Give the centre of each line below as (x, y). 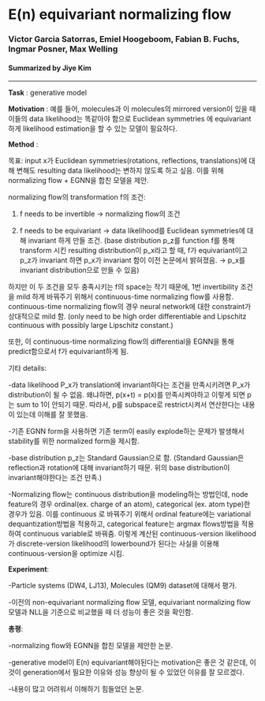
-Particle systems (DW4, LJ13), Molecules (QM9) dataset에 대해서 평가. (123, 586)
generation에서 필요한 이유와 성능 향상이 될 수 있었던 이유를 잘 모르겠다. (133, 673)
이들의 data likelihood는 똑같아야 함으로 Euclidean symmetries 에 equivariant (130, 119)
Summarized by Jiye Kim (50, 68)
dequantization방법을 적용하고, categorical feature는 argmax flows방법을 (124, 524)
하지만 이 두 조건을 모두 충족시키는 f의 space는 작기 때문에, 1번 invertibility (123, 287)
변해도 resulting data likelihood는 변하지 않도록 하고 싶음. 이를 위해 (120, 170)
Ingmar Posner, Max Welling (63, 49)
